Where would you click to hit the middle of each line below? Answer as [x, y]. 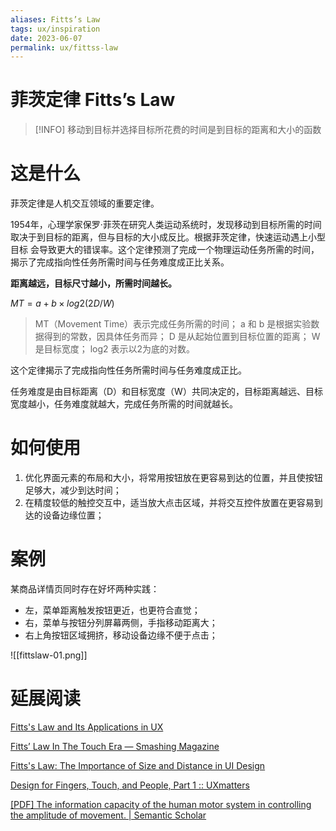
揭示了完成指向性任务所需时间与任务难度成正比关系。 [120, 262]
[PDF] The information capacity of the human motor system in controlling [161, 804]
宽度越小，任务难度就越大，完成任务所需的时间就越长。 [124, 404]
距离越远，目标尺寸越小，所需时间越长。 [93, 283]
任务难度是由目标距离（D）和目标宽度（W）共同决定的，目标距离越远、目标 [166, 392]
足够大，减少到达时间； [73, 490]
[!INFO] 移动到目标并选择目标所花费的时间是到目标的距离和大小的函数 [178, 130]
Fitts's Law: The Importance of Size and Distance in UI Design [138, 765]
